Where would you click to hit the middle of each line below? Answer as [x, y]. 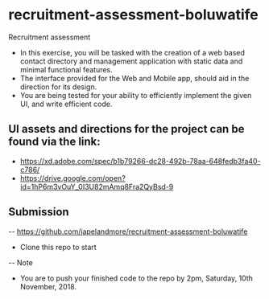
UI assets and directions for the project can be [126, 129]
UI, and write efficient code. [66, 104]
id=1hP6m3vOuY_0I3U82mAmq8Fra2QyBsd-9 [97, 186]
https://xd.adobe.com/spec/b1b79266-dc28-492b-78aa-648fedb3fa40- [140, 161]
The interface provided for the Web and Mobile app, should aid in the [134, 78]
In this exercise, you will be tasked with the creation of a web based [132, 52]
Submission [39, 212]
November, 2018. [48, 286]
